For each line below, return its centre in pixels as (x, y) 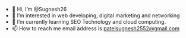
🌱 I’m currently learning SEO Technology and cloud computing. (89, 22)
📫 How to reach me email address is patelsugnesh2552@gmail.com (96, 28)
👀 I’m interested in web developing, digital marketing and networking (96, 15)
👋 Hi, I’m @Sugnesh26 (39, 9)
